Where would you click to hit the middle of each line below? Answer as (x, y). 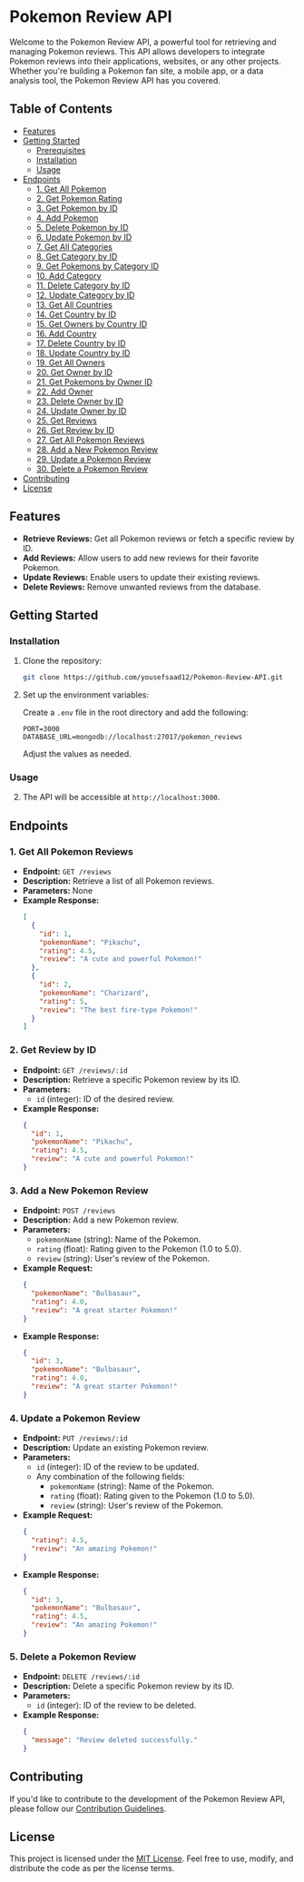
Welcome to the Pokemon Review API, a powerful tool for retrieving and (143, 42)
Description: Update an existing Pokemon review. (115, 1448)
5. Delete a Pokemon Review (73, 1657)
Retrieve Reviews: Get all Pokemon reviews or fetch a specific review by (158, 539)
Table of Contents (61, 109)
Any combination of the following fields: (110, 1477)
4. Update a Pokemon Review (75, 1418)
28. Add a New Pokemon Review (97, 449)
